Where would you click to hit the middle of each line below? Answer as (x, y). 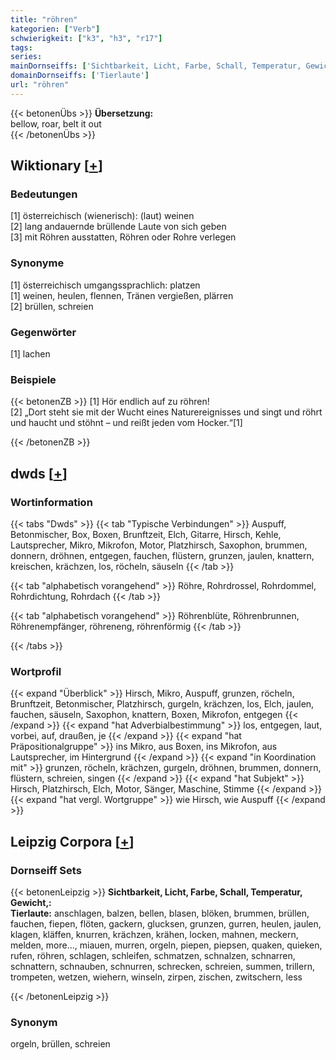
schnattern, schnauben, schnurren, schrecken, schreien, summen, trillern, (162, 966)
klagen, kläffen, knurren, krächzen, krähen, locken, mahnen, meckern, (154, 934)
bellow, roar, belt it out (56, 123)
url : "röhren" (40, 85)
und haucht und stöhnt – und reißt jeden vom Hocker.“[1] (126, 423)
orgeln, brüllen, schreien (60, 1044)
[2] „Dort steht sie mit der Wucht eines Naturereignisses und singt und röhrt (166, 412)
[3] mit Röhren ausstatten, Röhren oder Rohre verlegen (123, 237)
